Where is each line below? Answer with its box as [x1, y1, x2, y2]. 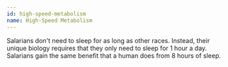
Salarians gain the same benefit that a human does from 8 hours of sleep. [6, 51, 221, 60]
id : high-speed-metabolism [6, 10, 86, 18]
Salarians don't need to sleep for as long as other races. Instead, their [6, 36, 210, 44]
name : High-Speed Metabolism [6, 17, 93, 24]
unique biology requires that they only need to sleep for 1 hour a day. [6, 44, 207, 52]
